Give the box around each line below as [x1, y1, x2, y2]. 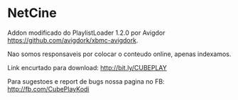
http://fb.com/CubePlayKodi [7, 84, 90, 93]
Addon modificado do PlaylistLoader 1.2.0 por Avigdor [7, 28, 166, 37]
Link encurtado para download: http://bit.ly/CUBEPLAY [7, 63, 167, 72]
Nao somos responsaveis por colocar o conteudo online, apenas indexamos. [7, 50, 232, 58]
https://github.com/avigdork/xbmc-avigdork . [7, 35, 139, 44]
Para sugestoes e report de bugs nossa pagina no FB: [7, 77, 165, 86]
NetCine [7, 5, 57, 21]
